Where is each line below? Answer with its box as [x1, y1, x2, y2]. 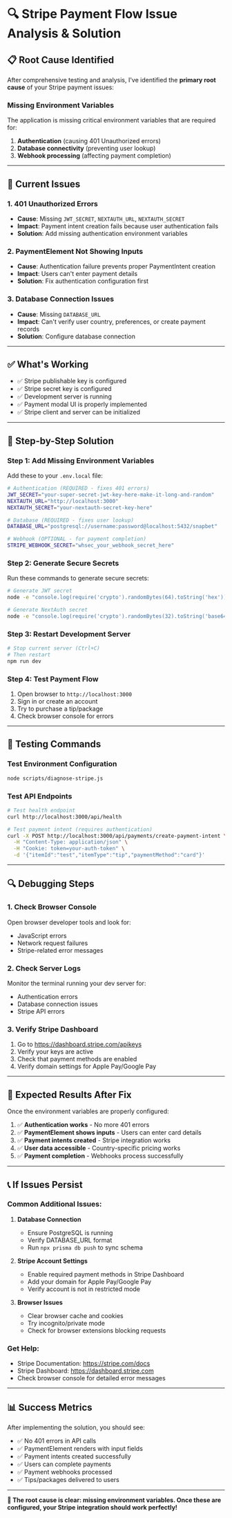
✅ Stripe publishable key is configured [17, 377, 127, 385]
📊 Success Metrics [7, 1401, 93, 1413]
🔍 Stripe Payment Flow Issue [7, 6, 177, 22]
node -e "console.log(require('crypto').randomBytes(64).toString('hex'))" [7, 594, 230, 601]
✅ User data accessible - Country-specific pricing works [17, 1144, 181, 1153]
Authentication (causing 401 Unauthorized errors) [17, 137, 161, 145]
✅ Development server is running [17, 392, 112, 401]
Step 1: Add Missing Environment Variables [7, 455, 155, 465]
